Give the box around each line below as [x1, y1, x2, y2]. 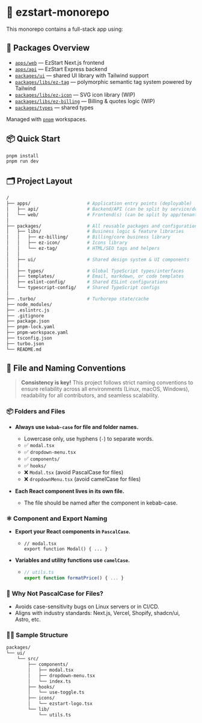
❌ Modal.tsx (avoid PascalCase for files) [23, 468, 124, 476]
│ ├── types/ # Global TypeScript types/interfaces [6, 268, 185, 274]
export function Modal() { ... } [23, 546, 108, 552]
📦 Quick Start [6, 134, 61, 144]
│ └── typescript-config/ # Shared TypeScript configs [6, 285, 161, 291]
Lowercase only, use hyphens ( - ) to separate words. [23, 435, 154, 442]
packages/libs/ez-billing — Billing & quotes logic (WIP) [14, 97, 155, 104]
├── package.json [6, 318, 50, 325]
